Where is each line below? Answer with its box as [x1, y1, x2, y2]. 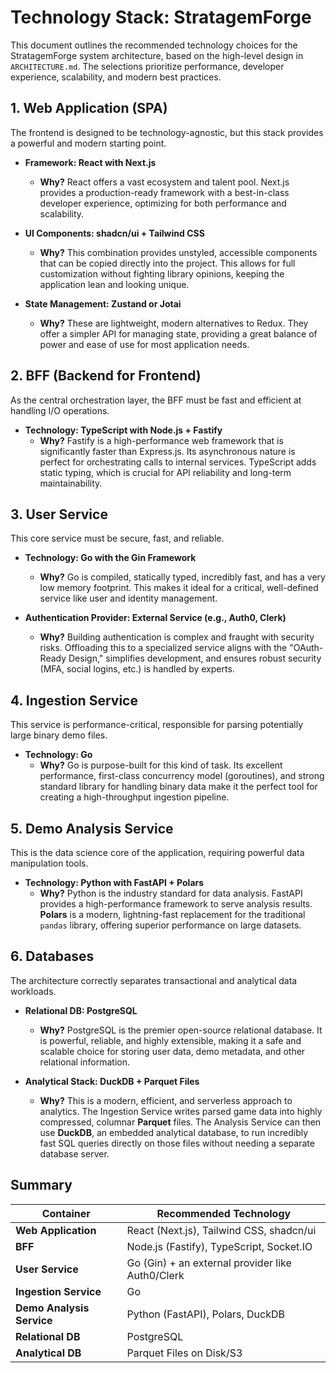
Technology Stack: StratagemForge [10, 6, 312, 29]
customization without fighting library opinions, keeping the [39, 267, 285, 280]
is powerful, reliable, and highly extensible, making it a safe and [39, 1034, 302, 1046]
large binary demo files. [10, 729, 108, 741]
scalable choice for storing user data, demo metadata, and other [39, 1045, 306, 1057]
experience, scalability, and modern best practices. [10, 71, 222, 83]
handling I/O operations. [10, 404, 110, 416]
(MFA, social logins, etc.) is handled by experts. [39, 663, 235, 675]
